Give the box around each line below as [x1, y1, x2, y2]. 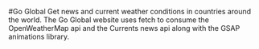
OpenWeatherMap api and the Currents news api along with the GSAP [8, 24, 240, 32]
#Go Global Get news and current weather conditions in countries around [8, 7, 252, 16]
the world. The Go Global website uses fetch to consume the [8, 15, 209, 24]
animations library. [8, 32, 70, 41]
